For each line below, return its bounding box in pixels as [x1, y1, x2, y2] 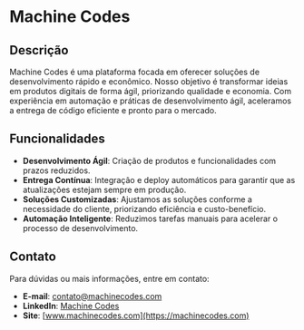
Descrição [9, 43, 69, 58]
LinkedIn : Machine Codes [22, 300, 120, 311]
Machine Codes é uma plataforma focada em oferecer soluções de [9, 66, 260, 77]
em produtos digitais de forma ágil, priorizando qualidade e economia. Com [9, 86, 292, 96]
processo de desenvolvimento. [22, 222, 139, 233]
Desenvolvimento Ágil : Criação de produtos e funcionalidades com [22, 155, 277, 166]
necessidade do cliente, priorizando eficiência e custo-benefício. [22, 203, 267, 214]
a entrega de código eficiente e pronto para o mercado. [9, 105, 218, 115]
